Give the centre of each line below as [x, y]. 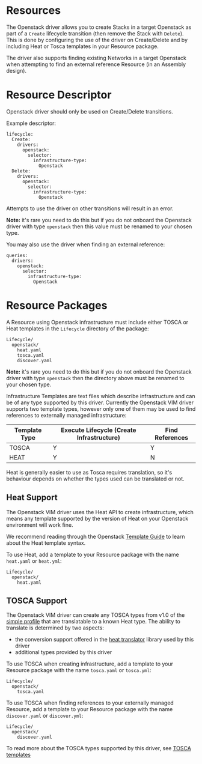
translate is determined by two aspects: [55, 628]
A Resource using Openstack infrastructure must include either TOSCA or [97, 322]
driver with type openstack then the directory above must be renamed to [95, 378]
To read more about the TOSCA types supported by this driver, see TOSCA [99, 748]
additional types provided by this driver [63, 652]
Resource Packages [57, 305]
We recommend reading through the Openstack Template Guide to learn [96, 536]
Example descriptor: [31, 123]
